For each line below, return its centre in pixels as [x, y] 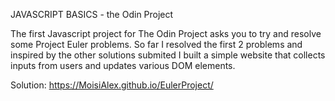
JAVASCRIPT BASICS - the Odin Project [92, 14]
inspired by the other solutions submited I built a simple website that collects [168, 55]
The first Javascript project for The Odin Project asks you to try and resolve [166, 33]
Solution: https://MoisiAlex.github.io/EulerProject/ [112, 85]
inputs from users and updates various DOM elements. [123, 65]
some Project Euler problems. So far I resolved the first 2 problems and [156, 44]
